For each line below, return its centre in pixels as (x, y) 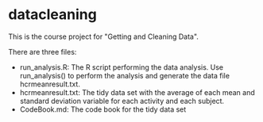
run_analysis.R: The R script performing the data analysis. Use (122, 67)
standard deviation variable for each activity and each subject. (122, 101)
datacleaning (52, 15)
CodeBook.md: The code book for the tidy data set (103, 109)
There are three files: (43, 51)
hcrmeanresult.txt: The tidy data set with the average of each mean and (137, 92)
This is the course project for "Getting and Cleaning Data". (103, 36)
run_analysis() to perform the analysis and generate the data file (125, 75)
